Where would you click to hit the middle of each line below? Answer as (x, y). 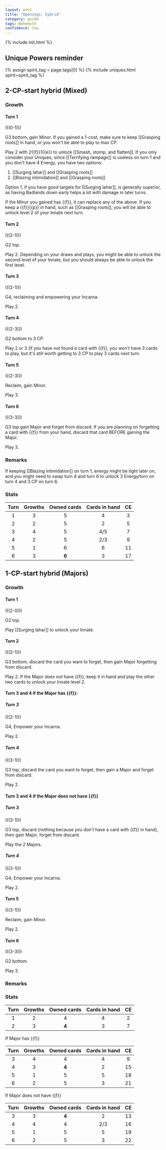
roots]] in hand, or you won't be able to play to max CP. (61, 142)
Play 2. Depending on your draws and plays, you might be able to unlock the (83, 254)
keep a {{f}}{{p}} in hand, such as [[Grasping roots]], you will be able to (78, 207)
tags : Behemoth (21, 24)
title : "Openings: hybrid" (33, 14)
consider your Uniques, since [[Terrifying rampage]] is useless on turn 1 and (83, 157)
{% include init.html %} (29, 42)
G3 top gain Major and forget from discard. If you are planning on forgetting (82, 427)
